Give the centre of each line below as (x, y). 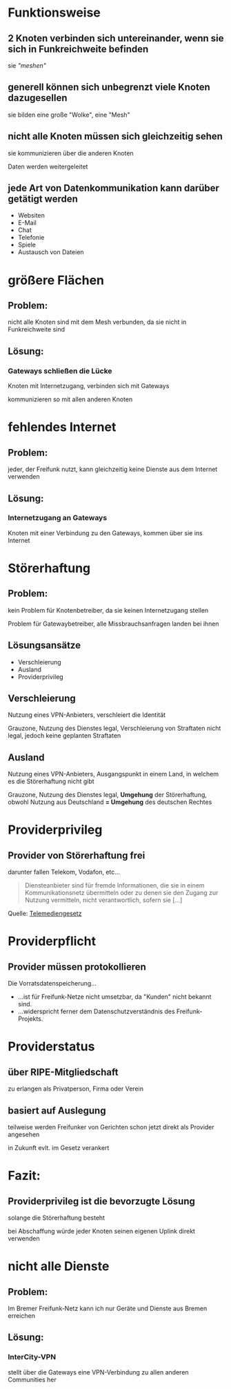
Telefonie (31, 238)
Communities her (32, 1379)
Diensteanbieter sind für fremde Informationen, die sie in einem (115, 885)
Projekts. (30, 1019)
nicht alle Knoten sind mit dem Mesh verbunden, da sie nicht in (97, 322)
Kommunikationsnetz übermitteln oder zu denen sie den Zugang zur (121, 893)
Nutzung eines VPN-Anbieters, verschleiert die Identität (87, 715)
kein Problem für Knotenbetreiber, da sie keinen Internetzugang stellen (108, 610)
